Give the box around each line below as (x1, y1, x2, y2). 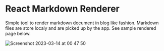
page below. (5, 30, 31, 36)
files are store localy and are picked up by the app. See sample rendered (5, 25, 156, 31)
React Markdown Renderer (5, 3, 120, 15)
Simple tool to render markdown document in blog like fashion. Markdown (5, 20, 159, 26)
